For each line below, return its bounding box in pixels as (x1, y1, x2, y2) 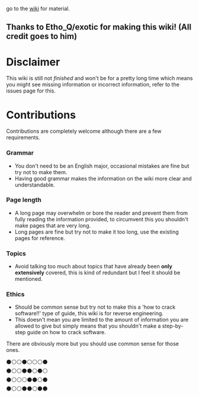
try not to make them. (14, 168, 68, 175)
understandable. (14, 181, 55, 188)
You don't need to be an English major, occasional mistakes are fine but (14, 162, 190, 169)
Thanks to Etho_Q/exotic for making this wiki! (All (6, 22, 191, 32)
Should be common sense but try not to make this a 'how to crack (14, 303, 176, 310)
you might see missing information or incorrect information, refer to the (6, 81, 179, 88)
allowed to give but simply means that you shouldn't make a (14, 322, 161, 329)
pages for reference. (14, 234, 65, 242)
